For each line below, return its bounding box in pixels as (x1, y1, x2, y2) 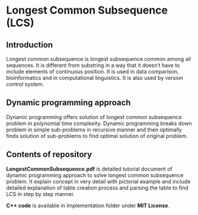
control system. (6, 81, 44, 88)
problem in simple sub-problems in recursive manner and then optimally (6, 126, 182, 133)
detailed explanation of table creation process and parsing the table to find (6, 184, 189, 191)
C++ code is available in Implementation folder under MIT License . (6, 202, 170, 209)
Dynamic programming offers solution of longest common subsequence (6, 113, 182, 120)
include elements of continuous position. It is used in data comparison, (6, 68, 179, 75)
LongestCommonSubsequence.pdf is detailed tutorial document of (6, 165, 173, 172)
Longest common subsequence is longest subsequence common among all (6, 56, 191, 62)
